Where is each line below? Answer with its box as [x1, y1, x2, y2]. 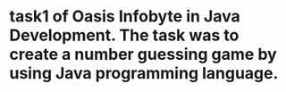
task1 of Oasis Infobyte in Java [9, 6, 240, 27]
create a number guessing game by [9, 45, 277, 64]
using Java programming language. [9, 63, 279, 84]
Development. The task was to [9, 25, 240, 46]
